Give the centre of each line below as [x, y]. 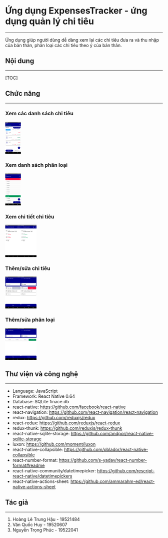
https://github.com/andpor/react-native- [112, 433]
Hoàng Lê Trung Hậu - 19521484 [46, 519]
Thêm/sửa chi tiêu [28, 268]
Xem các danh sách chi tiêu [39, 114]
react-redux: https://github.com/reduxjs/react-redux [66, 423]
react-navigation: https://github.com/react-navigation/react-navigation [85, 412]
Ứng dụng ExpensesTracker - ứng [76, 11]
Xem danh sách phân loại [36, 165]
